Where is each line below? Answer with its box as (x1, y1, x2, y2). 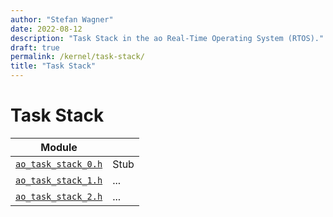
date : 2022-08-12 (10, 24, 83, 34)
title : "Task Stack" (10, 61, 97, 71)
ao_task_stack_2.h (15, 191, 103, 202)
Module (40, 140, 78, 154)
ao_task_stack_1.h (15, 174, 103, 186)
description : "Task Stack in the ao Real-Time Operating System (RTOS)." (10, 33, 325, 43)
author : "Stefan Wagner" (10, 14, 114, 25)
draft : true (10, 42, 60, 53)
